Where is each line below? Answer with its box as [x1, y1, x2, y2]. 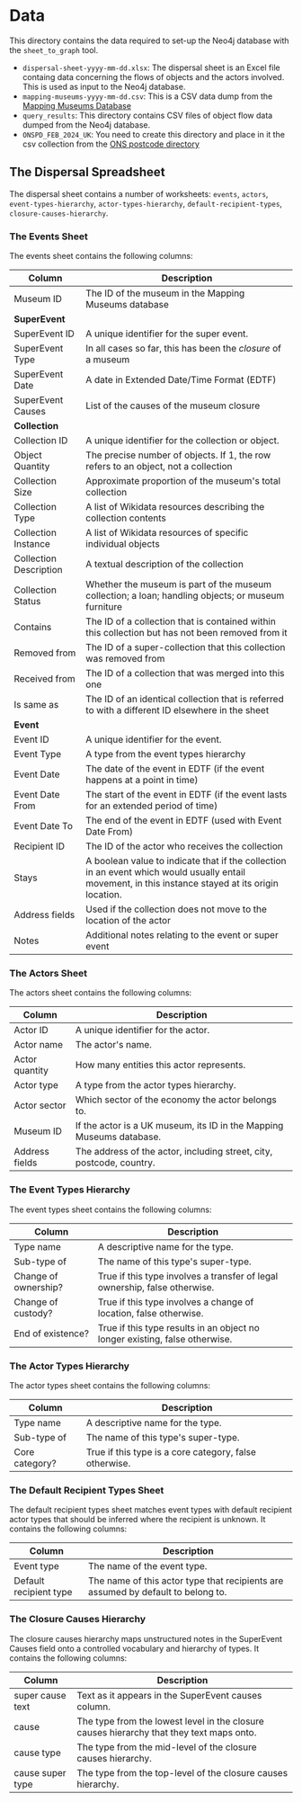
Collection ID [13, 434, 68, 447]
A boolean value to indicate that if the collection [84, 855, 287, 868]
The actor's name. [75, 1039, 153, 1051]
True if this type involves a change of [97, 1296, 254, 1308]
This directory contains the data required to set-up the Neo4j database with [9, 35, 289, 46]
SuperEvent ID [13, 327, 75, 340]
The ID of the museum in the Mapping [84, 287, 245, 299]
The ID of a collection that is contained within [84, 615, 276, 628]
